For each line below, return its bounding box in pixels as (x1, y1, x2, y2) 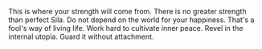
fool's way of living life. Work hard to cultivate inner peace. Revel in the (8, 24, 244, 32)
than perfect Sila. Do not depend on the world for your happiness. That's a (8, 15, 255, 24)
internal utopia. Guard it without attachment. (8, 32, 154, 41)
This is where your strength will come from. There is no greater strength (8, 7, 247, 16)
